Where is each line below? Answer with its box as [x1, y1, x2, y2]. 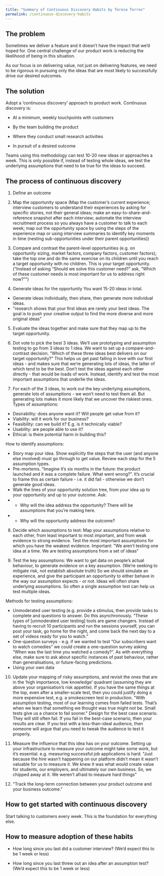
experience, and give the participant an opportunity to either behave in [12, 573, 155, 579]
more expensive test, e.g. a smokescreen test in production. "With [12, 694, 146, 700]
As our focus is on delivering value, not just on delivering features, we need [5, 62, 157, 68]
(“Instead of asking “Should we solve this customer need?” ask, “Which [12, 265, 156, 271]
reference [12, 215, 33, 221]
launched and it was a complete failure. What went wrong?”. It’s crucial [12, 471, 155, 477]
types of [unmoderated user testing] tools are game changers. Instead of [12, 618, 159, 624]
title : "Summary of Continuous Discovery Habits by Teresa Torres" [5, 7, 146, 12]
